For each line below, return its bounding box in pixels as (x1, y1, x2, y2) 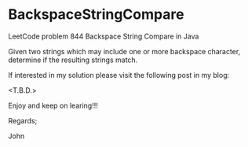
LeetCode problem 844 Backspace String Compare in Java (8, 31, 199, 41)
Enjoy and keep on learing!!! (8, 101, 98, 110)
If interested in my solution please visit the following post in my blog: (8, 70, 230, 79)
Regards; (8, 116, 38, 125)
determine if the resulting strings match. (8, 55, 138, 64)
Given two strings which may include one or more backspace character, (8, 46, 241, 56)
